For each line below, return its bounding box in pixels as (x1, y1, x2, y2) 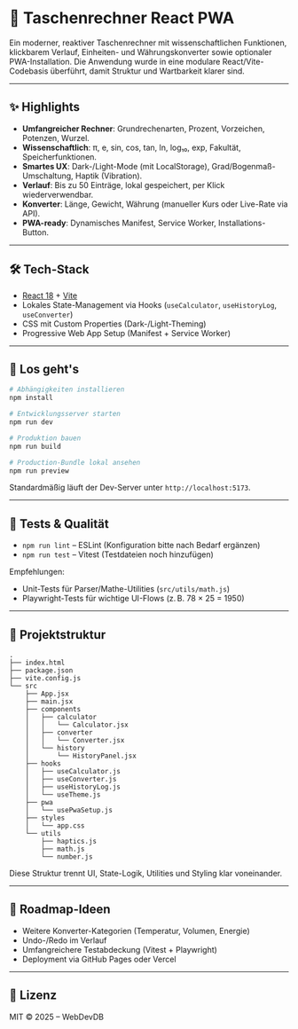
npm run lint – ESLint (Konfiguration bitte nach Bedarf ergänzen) (21, 540, 261, 551)
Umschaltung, (21, 170, 74, 181)
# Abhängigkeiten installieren (9, 385, 125, 394)
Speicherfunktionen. (21, 151, 98, 162)
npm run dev (9, 418, 53, 427)
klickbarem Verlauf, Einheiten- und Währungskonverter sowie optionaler (9, 46, 272, 57)
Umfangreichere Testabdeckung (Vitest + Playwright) (21, 944, 217, 954)
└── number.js (41, 852, 93, 861)
